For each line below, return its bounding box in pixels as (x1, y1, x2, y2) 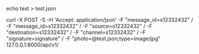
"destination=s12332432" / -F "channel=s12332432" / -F (6, 29, 146, 36)
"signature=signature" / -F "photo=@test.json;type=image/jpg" (6, 35, 161, 42)
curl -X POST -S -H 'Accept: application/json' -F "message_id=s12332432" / (6, 16, 194, 23)
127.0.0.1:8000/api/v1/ (6, 41, 59, 48)
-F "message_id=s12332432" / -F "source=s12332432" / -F (6, 23, 153, 29)
